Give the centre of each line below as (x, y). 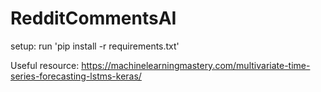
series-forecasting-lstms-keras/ (76, 76)
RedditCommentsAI (93, 18)
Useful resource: (45, 65)
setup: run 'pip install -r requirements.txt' (95, 46)
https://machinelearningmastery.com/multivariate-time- (196, 65)
